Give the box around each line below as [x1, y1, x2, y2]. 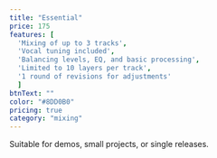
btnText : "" [9, 88, 54, 98]
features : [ [9, 30, 54, 39]
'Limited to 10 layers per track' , [17, 64, 152, 73]
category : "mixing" [9, 114, 83, 123]
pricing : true [9, 106, 63, 115]
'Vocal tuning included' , [17, 47, 116, 56]
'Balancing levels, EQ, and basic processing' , [17, 55, 201, 64]
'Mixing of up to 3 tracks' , [17, 38, 127, 48]
